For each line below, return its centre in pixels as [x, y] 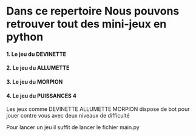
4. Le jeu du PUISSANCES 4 [42, 96]
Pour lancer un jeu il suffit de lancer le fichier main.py [73, 127]
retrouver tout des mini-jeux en [86, 24]
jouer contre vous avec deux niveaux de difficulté [68, 116]
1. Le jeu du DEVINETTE [36, 54]
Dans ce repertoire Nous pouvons [93, 11]
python [25, 37]
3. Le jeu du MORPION [35, 82]
